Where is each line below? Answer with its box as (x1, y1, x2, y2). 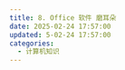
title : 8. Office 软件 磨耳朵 (9, 13, 117, 23)
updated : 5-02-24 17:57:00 (9, 30, 111, 39)
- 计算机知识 (17, 47, 61, 56)
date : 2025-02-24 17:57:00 (9, 22, 111, 31)
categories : (9, 38, 54, 48)
